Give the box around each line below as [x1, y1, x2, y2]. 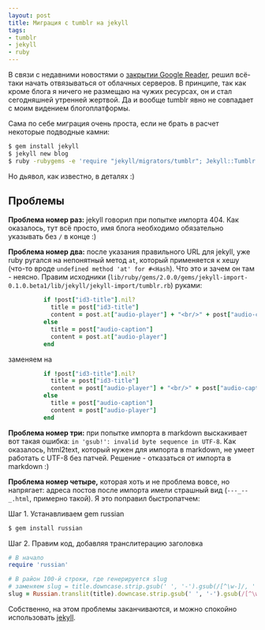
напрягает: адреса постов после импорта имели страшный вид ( [8, 485, 227, 494]
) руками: [170, 281, 203, 291]
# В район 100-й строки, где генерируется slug [8, 576, 168, 583]
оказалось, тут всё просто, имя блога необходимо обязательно [8, 223, 224, 233]
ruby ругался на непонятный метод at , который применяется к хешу [8, 256, 240, 265]
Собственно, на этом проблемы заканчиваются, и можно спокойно [8, 604, 237, 613]
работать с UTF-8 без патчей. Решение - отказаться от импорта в [8, 453, 231, 463]
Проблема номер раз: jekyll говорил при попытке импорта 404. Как [8, 215, 239, 225]
